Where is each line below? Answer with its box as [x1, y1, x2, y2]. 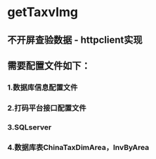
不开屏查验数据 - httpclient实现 [7, 34, 143, 46]
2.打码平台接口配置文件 [7, 103, 86, 113]
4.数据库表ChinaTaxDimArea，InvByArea [7, 142, 150, 152]
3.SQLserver [7, 122, 52, 132]
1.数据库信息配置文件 [7, 82, 78, 92]
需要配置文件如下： [7, 60, 91, 71]
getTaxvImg [7, 4, 79, 20]
